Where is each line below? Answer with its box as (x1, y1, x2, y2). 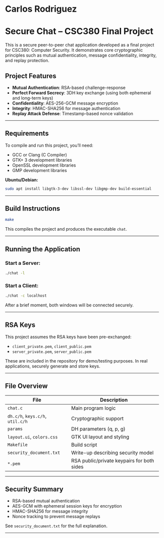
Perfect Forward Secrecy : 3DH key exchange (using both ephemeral (12, 89, 151, 96)
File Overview (5, 382, 48, 390)
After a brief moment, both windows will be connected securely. (5, 302, 134, 308)
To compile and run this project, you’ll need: (5, 142, 94, 148)
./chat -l (5, 271, 25, 276)
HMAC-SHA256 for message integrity (12, 508, 88, 514)
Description (100, 396, 128, 403)
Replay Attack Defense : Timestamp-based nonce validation (12, 110, 133, 116)
